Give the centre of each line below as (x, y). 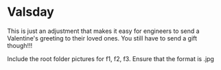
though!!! (20, 45)
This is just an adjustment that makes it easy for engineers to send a (104, 31)
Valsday (31, 12)
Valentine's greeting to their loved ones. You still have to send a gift (102, 38)
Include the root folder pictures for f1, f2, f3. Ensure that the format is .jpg (111, 58)
